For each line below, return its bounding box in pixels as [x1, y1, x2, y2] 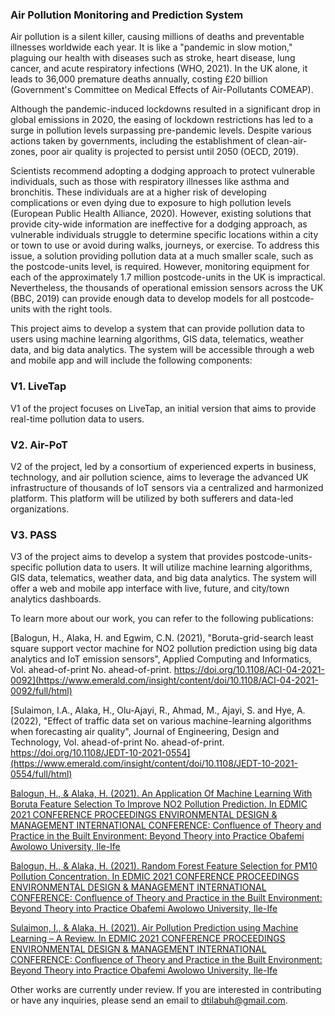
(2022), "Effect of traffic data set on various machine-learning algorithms [10, 715, 312, 727]
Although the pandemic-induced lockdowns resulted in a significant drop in [10, 103, 321, 115]
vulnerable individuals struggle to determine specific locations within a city [10, 229, 319, 241]
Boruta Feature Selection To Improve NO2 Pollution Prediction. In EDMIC [10, 798, 308, 810]
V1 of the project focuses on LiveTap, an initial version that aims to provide [10, 402, 317, 414]
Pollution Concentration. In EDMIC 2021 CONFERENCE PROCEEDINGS [10, 871, 300, 883]
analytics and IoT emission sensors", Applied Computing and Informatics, [10, 653, 312, 665]
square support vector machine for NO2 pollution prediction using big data [10, 643, 318, 655]
